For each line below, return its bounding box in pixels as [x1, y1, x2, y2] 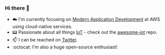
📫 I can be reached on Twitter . [12, 37, 78, 43]
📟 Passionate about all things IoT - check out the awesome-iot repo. [12, 29, 157, 35]
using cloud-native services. [12, 24, 73, 30]
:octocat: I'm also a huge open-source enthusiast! [12, 44, 118, 50]
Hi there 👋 [5, 5, 30, 12]
